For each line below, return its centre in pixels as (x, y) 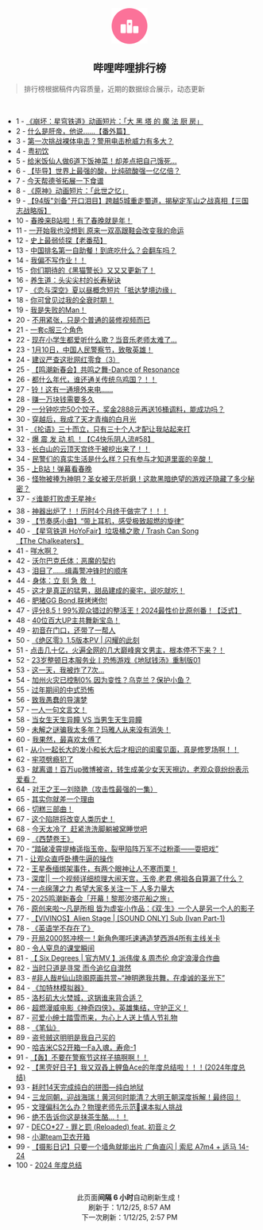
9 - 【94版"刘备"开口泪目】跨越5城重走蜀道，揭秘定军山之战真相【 (125, 200)
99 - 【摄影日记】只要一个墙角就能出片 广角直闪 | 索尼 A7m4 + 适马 (126, 1147)
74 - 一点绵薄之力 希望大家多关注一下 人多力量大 (95, 888)
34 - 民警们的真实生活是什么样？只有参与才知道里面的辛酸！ (114, 458)
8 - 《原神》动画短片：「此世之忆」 (72, 191)
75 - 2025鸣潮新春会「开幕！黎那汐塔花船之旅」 (95, 898)
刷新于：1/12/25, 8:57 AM (130, 1207)
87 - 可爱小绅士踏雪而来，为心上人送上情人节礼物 (97, 1017)
